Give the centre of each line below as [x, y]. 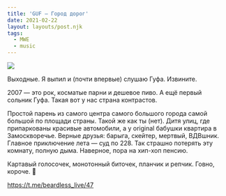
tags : [15, 33]
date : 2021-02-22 [32, 20]
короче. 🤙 [22, 171]
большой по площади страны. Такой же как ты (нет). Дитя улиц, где [109, 121]
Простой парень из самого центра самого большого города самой [107, 113]
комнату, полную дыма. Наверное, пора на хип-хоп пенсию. [98, 150]
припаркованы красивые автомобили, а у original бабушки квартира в [112, 128]
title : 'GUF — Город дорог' [48, 14]
